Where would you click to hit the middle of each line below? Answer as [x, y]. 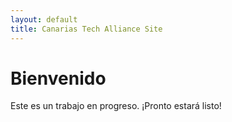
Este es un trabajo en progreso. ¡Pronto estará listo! [116, 106]
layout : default [44, 19]
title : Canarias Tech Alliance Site [86, 29]
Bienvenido [58, 78]
